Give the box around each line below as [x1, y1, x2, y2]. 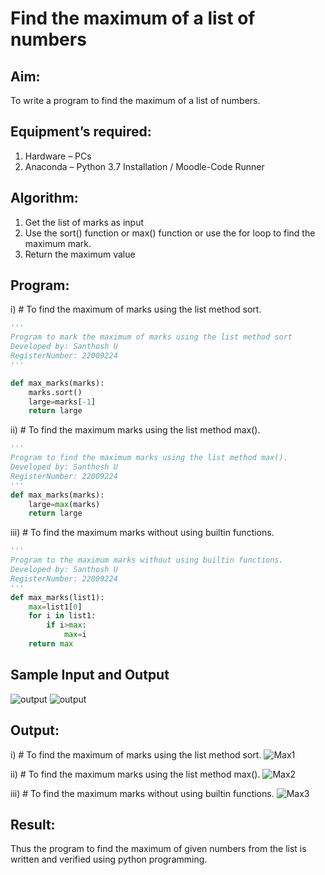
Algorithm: [10, 190, 79, 207]
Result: [10, 816, 56, 833]
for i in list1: [28, 611, 97, 621]
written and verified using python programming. [10, 853, 208, 866]
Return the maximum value [24, 248, 136, 260]
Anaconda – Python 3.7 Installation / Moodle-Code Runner [24, 160, 265, 172]
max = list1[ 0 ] [28, 602, 83, 612]
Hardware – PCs [24, 150, 92, 162]
